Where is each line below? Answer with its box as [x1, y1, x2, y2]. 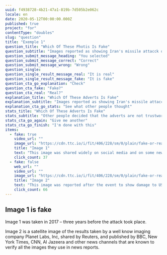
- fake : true [9, 132, 37, 137]
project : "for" [5, 26, 37, 31]
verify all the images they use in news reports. [5, 244, 100, 250]
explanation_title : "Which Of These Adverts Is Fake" [5, 95, 119, 100]
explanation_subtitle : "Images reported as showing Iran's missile [5, 100, 148, 105]
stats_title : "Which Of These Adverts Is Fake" [5, 109, 106, 114]
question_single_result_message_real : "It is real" [5, 72, 114, 77]
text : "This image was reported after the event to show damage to [14, 183, 157, 188]
